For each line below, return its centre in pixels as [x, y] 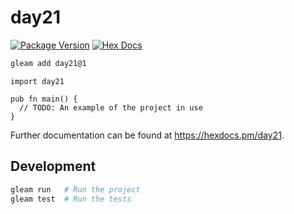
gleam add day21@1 [48, 63]
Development [53, 166]
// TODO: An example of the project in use [111, 107]
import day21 [37, 81]
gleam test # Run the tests [71, 199]
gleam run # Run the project [75, 189]
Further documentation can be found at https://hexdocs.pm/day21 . [147, 135]
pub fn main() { [44, 99]
